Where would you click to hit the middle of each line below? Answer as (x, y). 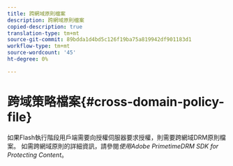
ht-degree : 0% (28, 59)
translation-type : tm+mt (43, 33)
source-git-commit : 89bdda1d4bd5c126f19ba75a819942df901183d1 (99, 40)
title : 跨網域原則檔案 (37, 14)
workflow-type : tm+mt (39, 46)
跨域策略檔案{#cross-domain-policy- (116, 101)
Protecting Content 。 (37, 155)
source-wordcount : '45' (42, 53)
